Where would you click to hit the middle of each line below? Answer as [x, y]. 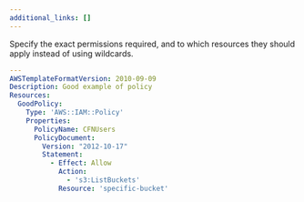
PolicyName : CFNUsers [75, 129]
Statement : [63, 155]
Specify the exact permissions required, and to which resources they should [152, 44]
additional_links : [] [51, 18]
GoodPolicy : [41, 104]
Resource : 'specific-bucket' [113, 188]
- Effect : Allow [81, 163]
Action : [73, 172]
